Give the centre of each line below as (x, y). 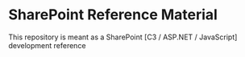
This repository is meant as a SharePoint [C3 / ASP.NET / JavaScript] (123, 37)
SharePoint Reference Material (113, 15)
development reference (47, 45)
